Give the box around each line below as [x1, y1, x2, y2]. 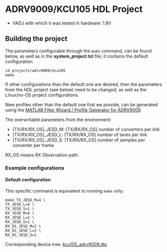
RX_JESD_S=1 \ [5, 219, 35, 224]
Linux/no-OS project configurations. [5, 91, 79, 98]
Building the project [5, 34, 68, 43]
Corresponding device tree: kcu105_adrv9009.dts [5, 241, 107, 247]
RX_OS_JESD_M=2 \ [5, 223, 41, 228]
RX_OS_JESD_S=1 [5, 232, 37, 237]
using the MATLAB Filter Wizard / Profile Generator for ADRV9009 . [5, 106, 142, 113]
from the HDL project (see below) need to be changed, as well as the [5, 86, 147, 92]
